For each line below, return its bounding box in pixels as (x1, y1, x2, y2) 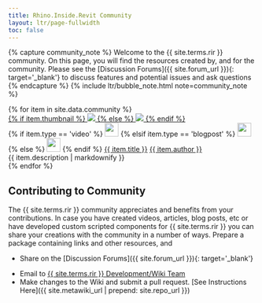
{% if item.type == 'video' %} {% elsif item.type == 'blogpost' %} (8, 129, 236, 139)
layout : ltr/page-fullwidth (8, 19, 101, 27)
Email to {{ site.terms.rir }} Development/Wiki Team (19, 269, 186, 279)
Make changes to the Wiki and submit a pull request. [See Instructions (19, 277, 247, 287)
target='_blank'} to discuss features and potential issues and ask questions (8, 72, 252, 83)
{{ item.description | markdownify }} (8, 153, 125, 162)
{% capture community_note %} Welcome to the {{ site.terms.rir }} (8, 48, 223, 57)
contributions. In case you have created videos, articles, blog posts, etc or (8, 213, 249, 223)
